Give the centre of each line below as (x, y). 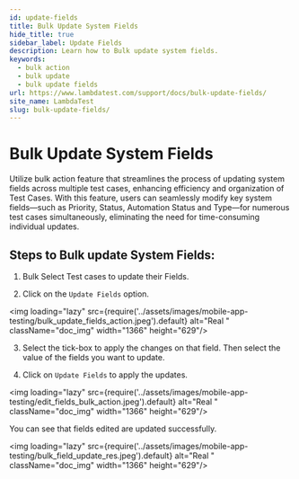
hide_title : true (42, 34)
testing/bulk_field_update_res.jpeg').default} (91, 456)
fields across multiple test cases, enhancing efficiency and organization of (147, 189)
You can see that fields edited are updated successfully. (113, 429)
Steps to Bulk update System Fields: (112, 255)
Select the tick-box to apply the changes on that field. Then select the (151, 348)
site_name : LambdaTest (52, 101)
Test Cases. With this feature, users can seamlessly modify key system (141, 198)
